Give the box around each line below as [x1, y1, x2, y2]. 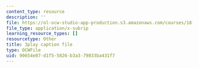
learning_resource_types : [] [6, 31, 78, 37]
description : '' [6, 14, 46, 20]
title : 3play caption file [6, 42, 73, 48]
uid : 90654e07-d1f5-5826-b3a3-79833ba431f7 [6, 53, 115, 59]
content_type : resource [6, 8, 65, 15]
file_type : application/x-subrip [6, 25, 89, 31]
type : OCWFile [6, 47, 41, 53]
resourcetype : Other [6, 36, 57, 42]
